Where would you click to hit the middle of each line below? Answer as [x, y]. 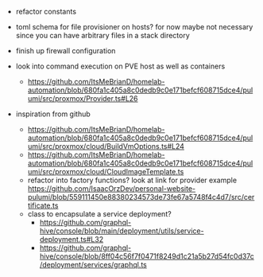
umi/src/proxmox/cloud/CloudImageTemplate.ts [106, 172]
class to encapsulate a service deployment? [100, 214]
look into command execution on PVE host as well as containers [120, 66]
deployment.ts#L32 [72, 239]
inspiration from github [53, 114]
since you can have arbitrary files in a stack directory [103, 35]
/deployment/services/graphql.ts [93, 265]
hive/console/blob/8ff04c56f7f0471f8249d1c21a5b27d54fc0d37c [147, 256]
